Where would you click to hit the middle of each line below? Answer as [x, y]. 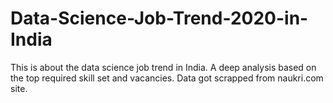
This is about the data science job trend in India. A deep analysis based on [163, 67]
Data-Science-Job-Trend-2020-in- [159, 18]
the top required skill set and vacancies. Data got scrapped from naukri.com [167, 78]
